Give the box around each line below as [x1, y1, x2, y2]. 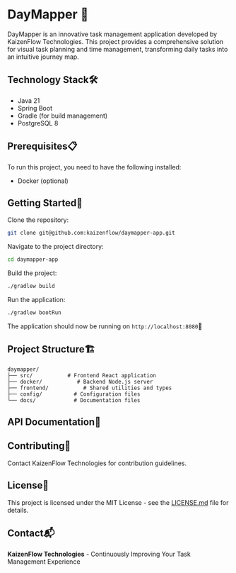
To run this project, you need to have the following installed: [7, 162, 182, 171]
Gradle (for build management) [17, 111, 108, 120]
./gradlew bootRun [7, 309, 61, 316]
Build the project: [7, 269, 57, 277]
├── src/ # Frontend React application [7, 372, 157, 379]
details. [7, 506, 29, 514]
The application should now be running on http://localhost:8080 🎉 [7, 322, 203, 330]
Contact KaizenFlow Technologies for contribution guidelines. [7, 459, 187, 467]
